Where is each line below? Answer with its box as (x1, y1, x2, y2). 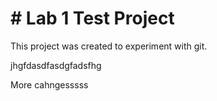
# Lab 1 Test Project (10, 7, 175, 30)
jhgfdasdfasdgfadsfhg (10, 59, 102, 71)
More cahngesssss (10, 78, 89, 91)
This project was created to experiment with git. (10, 40, 208, 52)
